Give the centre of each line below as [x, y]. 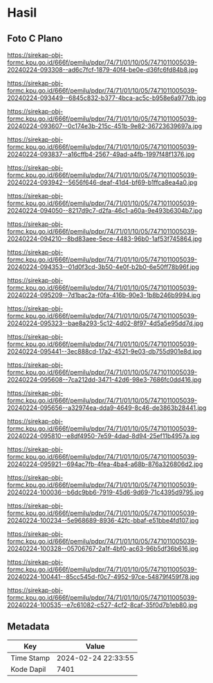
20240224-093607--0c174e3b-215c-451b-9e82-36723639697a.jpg [105, 126]
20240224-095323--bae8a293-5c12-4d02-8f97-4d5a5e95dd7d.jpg [105, 323]
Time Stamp [30, 658]
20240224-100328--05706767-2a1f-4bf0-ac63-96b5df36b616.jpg [103, 548]
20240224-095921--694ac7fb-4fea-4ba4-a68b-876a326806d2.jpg [105, 464]
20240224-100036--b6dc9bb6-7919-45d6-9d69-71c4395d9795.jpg [105, 492]
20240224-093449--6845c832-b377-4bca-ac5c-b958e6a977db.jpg [106, 98]
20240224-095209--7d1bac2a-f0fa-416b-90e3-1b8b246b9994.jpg [104, 295]
